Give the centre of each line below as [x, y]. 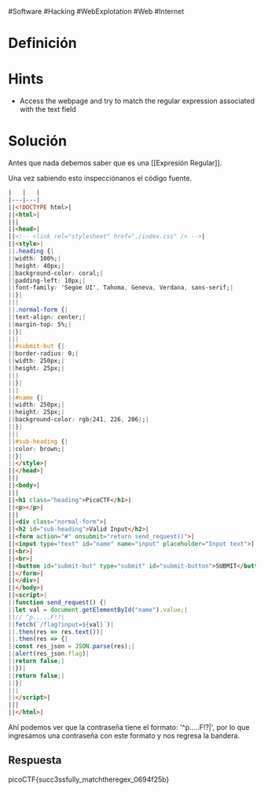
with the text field [48, 109]
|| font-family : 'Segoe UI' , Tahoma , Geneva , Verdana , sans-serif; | [121, 288]
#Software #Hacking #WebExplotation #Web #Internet [96, 11]
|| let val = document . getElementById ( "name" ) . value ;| [98, 609]
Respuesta [35, 760]
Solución [38, 141]
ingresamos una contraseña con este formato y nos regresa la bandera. [124, 736]
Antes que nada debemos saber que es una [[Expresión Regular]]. [115, 163]
